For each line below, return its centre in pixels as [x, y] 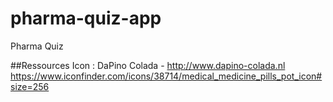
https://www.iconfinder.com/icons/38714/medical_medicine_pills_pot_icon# [166, 76]
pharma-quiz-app [86, 18]
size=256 [30, 86]
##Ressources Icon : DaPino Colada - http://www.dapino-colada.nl [148, 65]
